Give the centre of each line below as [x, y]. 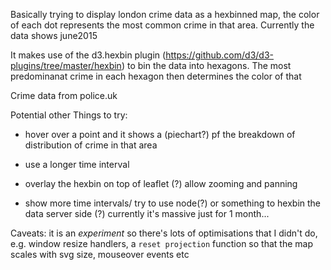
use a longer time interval [77, 164]
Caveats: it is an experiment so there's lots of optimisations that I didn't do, [164, 233]
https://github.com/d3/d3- [219, 55]
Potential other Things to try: [69, 115]
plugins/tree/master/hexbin [66, 65]
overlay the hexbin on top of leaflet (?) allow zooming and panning [161, 183]
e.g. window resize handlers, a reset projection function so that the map [161, 243]
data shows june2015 [54, 35]
